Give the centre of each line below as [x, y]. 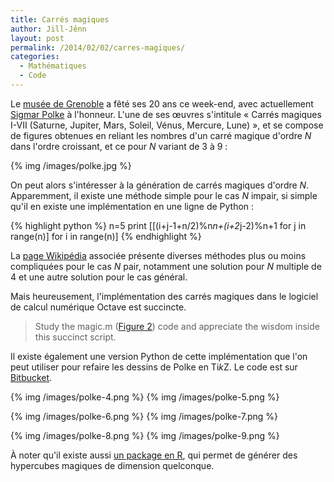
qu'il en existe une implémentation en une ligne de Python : [132, 206]
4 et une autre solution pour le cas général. [99, 277]
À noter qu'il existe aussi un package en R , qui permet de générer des [154, 455]
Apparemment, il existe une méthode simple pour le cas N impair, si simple [164, 195]
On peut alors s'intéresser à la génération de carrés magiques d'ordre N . [160, 185]
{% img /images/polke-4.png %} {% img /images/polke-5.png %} [145, 397]
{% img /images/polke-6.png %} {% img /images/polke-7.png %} [144, 416]
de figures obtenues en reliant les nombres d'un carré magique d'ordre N [161, 135]
